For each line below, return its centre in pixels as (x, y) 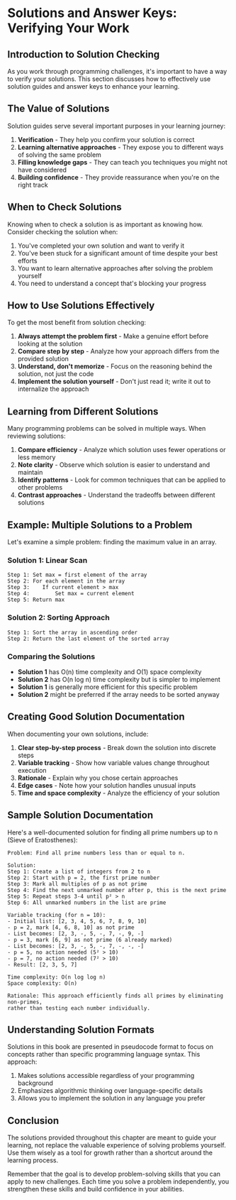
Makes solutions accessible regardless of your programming (106, 1076)
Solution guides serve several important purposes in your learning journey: (116, 126)
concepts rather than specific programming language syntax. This (104, 1055)
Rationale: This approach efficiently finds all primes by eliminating (115, 996)
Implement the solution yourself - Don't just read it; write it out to (114, 382)
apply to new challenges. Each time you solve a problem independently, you (118, 1182)
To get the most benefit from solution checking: (77, 323)
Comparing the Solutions (51, 656)
